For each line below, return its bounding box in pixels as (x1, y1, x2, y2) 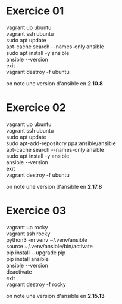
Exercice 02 (6, 101, 67, 115)
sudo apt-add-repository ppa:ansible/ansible (6, 139, 116, 147)
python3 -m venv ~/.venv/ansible (6, 236, 87, 243)
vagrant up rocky (6, 223, 48, 231)
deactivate (6, 268, 32, 275)
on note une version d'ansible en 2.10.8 (6, 79, 103, 87)
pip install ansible (6, 255, 49, 262)
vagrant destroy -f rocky (6, 281, 67, 288)
